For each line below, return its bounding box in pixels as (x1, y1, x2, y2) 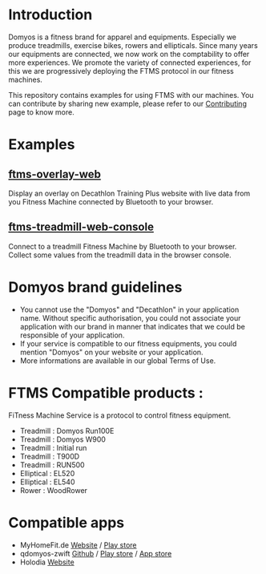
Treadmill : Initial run (19, 443, 87, 452)
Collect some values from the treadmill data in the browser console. (8, 250, 232, 260)
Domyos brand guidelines (8, 278, 183, 296)
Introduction (8, 6, 93, 24)
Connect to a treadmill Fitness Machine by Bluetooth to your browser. (8, 241, 237, 251)
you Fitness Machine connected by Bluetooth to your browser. (8, 196, 214, 206)
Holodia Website (19, 557, 75, 567)
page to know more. (8, 107, 75, 117)
